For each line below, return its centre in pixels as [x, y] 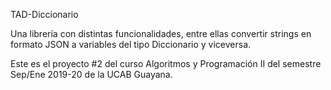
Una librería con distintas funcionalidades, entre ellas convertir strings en [161, 33]
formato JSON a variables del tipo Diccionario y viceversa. [131, 44]
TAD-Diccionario [44, 14]
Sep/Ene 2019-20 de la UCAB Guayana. [91, 74]
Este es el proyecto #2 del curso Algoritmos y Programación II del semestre [166, 63]
